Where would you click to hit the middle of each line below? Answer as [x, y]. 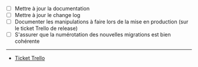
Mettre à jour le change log [47, 15]
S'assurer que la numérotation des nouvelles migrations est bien [93, 35]
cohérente [27, 41]
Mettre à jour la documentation [52, 9]
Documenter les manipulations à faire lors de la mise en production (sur [101, 22]
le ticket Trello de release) [46, 28]
